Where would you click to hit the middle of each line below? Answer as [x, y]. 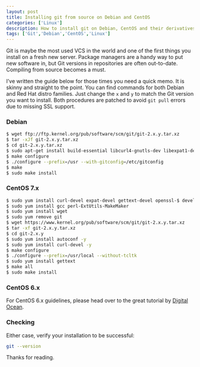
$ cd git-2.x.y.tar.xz [34, 145]
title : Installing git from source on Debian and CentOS [78, 17]
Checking [21, 322]
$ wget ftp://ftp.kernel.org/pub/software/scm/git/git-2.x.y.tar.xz [93, 134]
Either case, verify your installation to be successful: [71, 335]
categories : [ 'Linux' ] [34, 23]
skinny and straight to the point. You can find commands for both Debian [95, 87]
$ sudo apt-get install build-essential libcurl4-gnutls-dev [84, 151]
